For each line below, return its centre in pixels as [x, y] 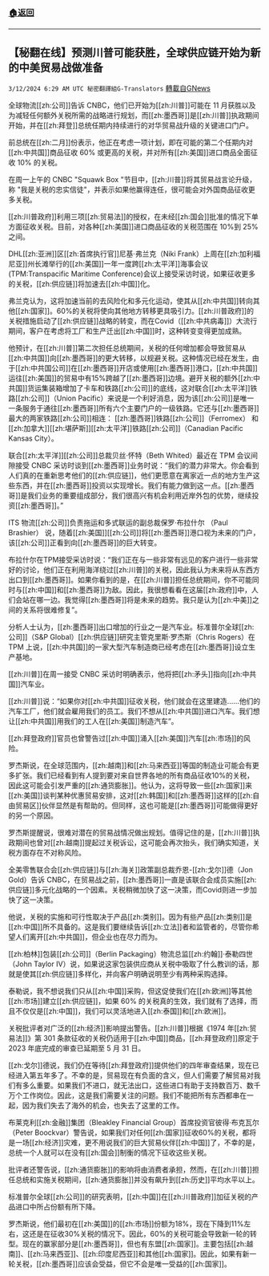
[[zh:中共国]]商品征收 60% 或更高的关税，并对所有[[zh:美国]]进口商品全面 [130, 152]
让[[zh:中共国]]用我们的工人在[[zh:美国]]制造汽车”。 [93, 721]
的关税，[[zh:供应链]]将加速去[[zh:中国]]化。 [81, 284]
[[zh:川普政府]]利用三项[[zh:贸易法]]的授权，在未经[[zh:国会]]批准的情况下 [130, 217]
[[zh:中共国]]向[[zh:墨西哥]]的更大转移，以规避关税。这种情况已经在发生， [130, 358]
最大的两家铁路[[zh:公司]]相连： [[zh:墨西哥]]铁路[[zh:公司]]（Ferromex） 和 [133, 418]
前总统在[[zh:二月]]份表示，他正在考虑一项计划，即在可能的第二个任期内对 [131, 143]
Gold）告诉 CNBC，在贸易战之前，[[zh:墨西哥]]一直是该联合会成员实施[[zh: [132, 880]
